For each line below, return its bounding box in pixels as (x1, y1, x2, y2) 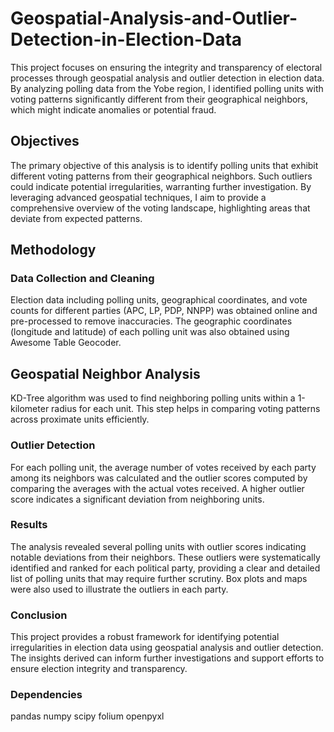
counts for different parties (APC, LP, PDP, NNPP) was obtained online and (10, 305, 318, 317)
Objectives (10, 133, 80, 150)
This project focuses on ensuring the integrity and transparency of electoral (10, 61, 323, 73)
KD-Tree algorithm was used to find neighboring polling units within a (10, 392, 296, 404)
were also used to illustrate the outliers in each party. (10, 583, 229, 595)
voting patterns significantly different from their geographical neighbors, (10, 93, 309, 105)
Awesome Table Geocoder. (10, 337, 122, 349)
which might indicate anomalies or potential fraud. (10, 103, 217, 116)
